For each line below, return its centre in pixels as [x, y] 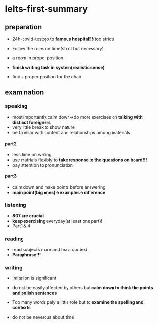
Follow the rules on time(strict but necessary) [58, 48]
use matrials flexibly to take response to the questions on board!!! [79, 160]
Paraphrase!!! [26, 255]
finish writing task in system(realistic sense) [58, 67]
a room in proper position [38, 58]
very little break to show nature [43, 127]
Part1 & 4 [21, 226]
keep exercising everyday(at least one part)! [57, 221]
